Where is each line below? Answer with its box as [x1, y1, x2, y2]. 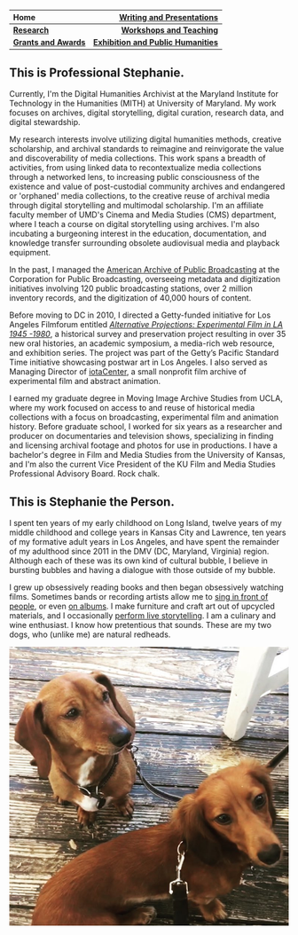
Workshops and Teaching [121, 24, 219, 35]
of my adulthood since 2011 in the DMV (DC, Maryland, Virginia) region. [9, 546, 270, 557]
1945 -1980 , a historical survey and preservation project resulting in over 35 [9, 329, 286, 340]
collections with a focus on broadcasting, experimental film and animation [9, 412, 279, 422]
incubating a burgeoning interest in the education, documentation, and [9, 228, 267, 240]
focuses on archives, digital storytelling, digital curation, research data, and [9, 107, 285, 118]
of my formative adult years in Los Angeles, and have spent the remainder [9, 537, 279, 547]
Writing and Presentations [119, 12, 219, 22]
